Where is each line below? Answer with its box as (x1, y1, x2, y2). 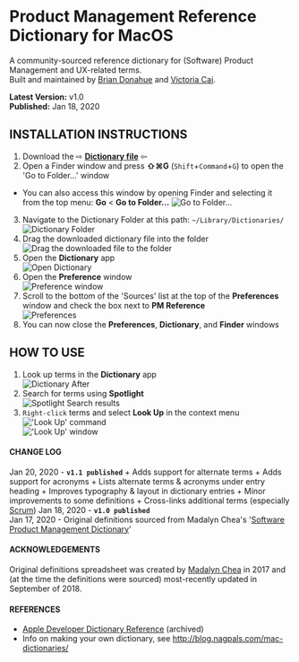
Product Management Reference (9, 6, 257, 27)
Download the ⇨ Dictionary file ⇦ (21, 151, 148, 161)
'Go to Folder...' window (21, 170, 110, 180)
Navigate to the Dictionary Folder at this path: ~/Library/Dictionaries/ (21, 213, 285, 225)
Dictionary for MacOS (9, 25, 174, 46)
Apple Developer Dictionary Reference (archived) (21, 623, 204, 634)
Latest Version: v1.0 (9, 91, 84, 102)
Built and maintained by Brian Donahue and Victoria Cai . (9, 74, 217, 84)
